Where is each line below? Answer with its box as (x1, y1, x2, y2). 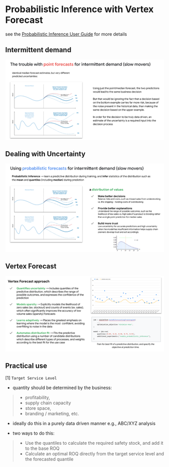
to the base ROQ (25, 445, 60, 451)
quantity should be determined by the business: (12, 385, 112, 391)
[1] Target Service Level (5, 374, 57, 380)
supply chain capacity (25, 400, 72, 406)
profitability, (25, 394, 50, 400)
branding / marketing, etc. (25, 410, 79, 416)
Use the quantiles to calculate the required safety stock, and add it (25, 440, 163, 446)
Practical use (5, 361, 47, 370)
